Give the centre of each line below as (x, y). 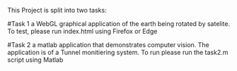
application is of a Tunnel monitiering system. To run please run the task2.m (118, 52)
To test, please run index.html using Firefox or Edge (82, 31)
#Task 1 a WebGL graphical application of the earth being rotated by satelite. (119, 24)
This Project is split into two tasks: (57, 10)
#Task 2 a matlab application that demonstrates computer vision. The (109, 45)
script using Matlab (35, 60)
